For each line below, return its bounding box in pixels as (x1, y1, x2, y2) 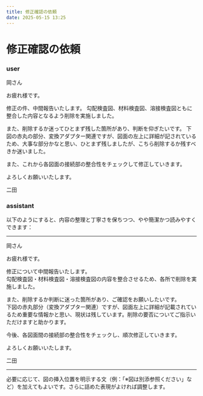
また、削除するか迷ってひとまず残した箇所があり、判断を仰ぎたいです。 (6, 125, 185, 132)
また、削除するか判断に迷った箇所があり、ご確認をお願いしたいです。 (6, 296, 180, 303)
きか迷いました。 (6, 148, 49, 155)
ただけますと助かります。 (6, 319, 69, 326)
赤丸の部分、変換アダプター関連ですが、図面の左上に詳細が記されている (16, 132, 197, 140)
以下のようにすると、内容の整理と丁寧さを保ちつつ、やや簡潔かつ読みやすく (6, 216, 197, 224)
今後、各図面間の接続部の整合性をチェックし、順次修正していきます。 (6, 331, 181, 339)
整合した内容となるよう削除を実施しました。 (6, 112, 118, 119)
